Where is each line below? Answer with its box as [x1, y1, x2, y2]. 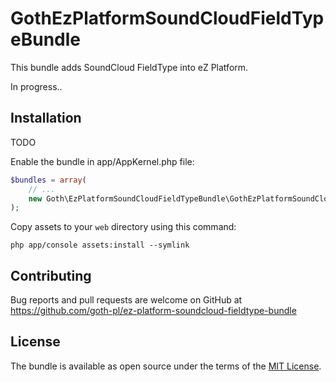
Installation [10, 110, 82, 127]
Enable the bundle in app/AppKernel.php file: [10, 155, 195, 167]
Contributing [10, 267, 92, 284]
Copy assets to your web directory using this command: [10, 221, 237, 233]
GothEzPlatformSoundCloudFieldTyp [10, 7, 325, 30]
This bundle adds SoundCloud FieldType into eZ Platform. [10, 61, 249, 73]
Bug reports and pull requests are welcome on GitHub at [10, 294, 243, 306]
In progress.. [10, 80, 63, 92]
